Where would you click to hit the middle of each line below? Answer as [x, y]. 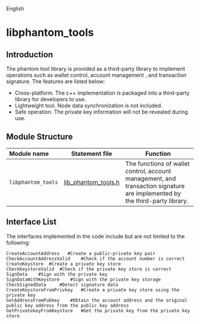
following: [18, 243]
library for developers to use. [50, 99]
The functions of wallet [157, 163]
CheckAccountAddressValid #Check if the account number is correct [96, 259]
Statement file [92, 153]
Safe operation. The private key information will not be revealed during [101, 112]
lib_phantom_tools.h [92, 182]
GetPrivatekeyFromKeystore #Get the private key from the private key [98, 311]
